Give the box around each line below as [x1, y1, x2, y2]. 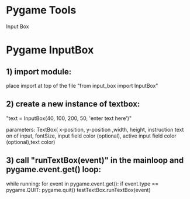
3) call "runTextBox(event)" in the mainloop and [6, 156, 184, 166]
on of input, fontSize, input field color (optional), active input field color [6, 132, 177, 139]
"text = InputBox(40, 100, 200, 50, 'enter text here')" [6, 115, 132, 122]
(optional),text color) [6, 138, 56, 145]
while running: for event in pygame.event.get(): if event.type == [6, 180, 159, 187]
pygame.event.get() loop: [6, 164, 101, 174]
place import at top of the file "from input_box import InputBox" [6, 82, 158, 89]
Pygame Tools [6, 4, 77, 17]
